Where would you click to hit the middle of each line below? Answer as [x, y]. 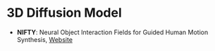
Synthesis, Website [45, 39]
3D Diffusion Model [64, 13]
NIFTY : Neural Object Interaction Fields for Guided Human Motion [112, 32]
